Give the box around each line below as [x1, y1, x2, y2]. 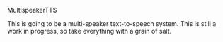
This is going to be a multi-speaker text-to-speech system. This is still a [7, 20, 217, 27]
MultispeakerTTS [7, 6, 57, 14]
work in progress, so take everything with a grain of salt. [7, 27, 172, 35]
